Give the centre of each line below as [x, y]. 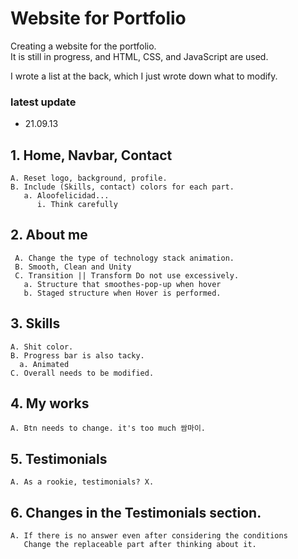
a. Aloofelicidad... [66, 196]
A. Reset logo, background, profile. [89, 178]
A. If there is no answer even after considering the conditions [149, 536]
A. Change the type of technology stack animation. [124, 258]
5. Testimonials [59, 458]
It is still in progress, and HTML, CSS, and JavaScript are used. [139, 56]
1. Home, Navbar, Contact [91, 155]
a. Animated [44, 364]
